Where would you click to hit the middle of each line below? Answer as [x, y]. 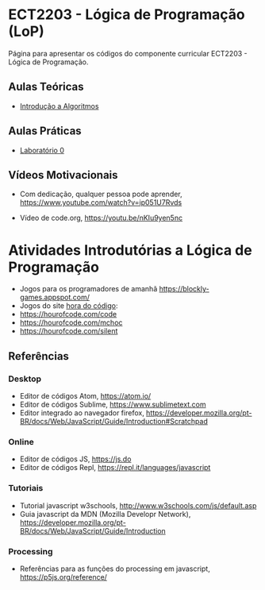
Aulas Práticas [45, 131]
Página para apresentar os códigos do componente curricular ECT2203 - [128, 53]
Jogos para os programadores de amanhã [88, 289]
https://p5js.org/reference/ [63, 577]
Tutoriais [26, 488]
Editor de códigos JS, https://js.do [75, 459]
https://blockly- [184, 289]
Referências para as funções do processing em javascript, [115, 569]
